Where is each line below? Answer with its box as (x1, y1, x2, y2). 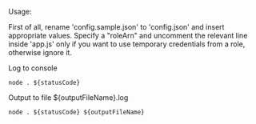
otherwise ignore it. (8, 48, 72, 57)
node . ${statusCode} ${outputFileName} (8, 108, 146, 116)
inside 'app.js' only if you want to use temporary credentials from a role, (8, 39, 246, 49)
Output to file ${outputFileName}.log (8, 93, 129, 102)
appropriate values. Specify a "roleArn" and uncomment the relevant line (8, 31, 248, 40)
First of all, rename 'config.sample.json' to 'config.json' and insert (8, 22, 225, 31)
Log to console (8, 63, 58, 73)
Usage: (8, 7, 32, 16)
